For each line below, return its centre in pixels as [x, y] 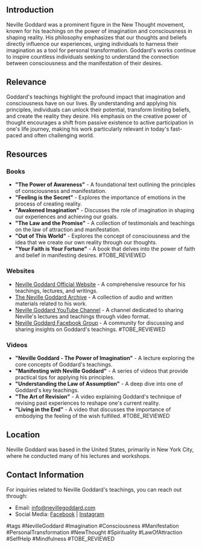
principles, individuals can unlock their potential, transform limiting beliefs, [99, 109]
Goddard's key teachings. [47, 390]
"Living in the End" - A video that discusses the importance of [93, 409]
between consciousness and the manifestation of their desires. [84, 63]
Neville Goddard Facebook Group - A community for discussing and [99, 322]
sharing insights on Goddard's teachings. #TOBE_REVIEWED [90, 329]
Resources [27, 155]
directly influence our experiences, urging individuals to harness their [93, 44]
